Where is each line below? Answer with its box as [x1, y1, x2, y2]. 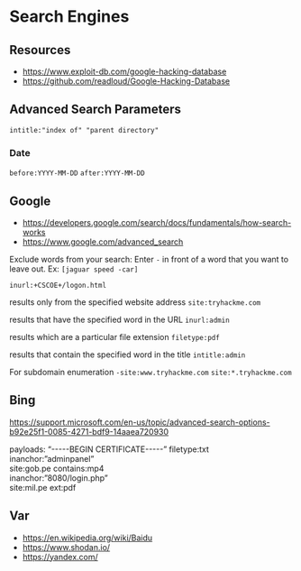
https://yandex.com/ [22, 551, 99, 562]
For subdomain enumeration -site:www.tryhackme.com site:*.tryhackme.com [9, 366, 292, 377]
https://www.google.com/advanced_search [22, 236, 184, 247]
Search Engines [9, 6, 130, 27]
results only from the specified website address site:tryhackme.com [9, 296, 261, 308]
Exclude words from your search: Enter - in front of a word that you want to [9, 253, 289, 264]
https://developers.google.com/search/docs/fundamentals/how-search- [22, 216, 292, 227]
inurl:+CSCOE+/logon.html [9, 281, 106, 290]
